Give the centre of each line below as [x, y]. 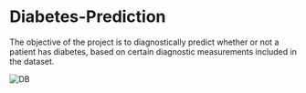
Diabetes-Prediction [88, 17]
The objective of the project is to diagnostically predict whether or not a [144, 42]
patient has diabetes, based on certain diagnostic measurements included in [153, 51]
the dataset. [32, 61]
